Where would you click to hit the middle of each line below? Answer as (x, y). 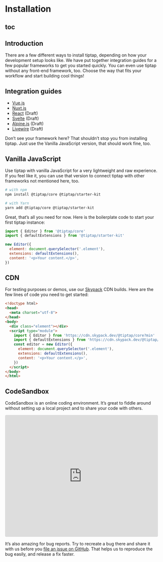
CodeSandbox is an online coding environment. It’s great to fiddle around (78, 403)
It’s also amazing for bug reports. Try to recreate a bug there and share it (78, 544)
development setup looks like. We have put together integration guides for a (81, 60)
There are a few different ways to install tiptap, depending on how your (76, 55)
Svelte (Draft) (25, 118)
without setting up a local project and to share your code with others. (74, 408)
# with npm (16, 190)
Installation (28, 9)
